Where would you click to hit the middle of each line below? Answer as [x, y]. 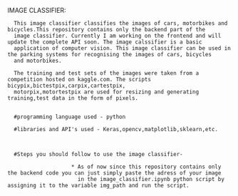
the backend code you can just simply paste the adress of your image [114, 173]
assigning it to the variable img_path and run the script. [99, 185]
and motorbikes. [38, 61]
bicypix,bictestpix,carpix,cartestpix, [67, 86]
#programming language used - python [70, 117]
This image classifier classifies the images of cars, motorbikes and [121, 24]
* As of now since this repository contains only [146, 167]
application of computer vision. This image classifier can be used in [123, 48]
